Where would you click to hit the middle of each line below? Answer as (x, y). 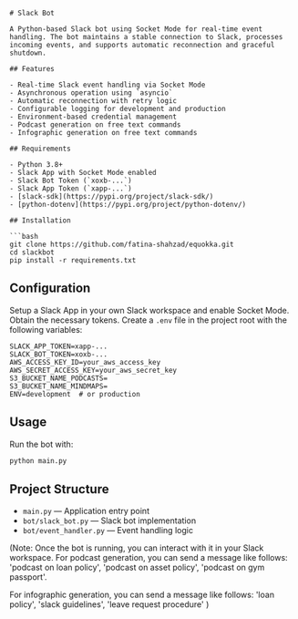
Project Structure (59, 489)
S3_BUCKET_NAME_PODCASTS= (58, 378)
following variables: (46, 329)
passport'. (28, 577)
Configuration (50, 289)
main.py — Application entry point (86, 511)
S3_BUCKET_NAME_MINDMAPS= (58, 386)
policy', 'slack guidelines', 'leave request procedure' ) (109, 604)
